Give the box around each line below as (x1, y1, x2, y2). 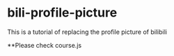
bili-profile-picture (7, 5, 118, 21)
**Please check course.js (7, 41, 82, 49)
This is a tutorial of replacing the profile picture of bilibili (7, 28, 167, 36)
